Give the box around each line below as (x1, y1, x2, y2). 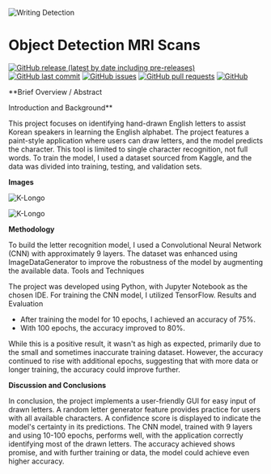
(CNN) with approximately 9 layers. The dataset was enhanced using (8, 248, 238, 258)
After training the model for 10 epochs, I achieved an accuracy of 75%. (19, 314, 256, 324)
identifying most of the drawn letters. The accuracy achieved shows (8, 438, 235, 449)
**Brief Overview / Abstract (8, 87, 103, 96)
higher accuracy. (8, 456, 65, 466)
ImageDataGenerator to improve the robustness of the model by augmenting (8, 257, 264, 267)
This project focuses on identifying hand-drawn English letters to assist (8, 118, 247, 128)
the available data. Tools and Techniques (8, 266, 145, 275)
